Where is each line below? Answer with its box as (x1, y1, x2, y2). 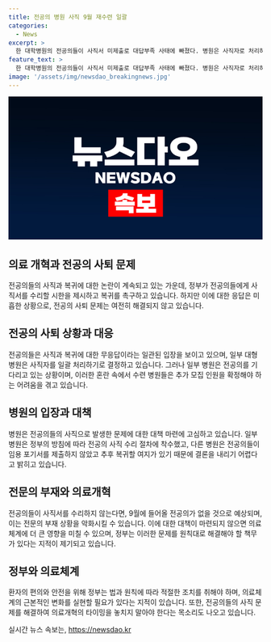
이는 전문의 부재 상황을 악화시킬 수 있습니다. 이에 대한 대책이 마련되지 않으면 (8, 518, 248, 528)
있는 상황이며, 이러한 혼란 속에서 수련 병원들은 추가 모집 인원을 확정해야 (29, 370, 254, 379)
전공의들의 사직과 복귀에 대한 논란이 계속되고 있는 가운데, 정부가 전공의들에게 (8, 281, 250, 290)
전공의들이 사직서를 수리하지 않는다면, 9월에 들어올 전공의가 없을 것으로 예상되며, (8, 508, 262, 517)
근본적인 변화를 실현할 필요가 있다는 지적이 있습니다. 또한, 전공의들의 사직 (23, 598, 254, 607)
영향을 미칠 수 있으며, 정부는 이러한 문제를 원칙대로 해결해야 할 (47, 528, 243, 538)
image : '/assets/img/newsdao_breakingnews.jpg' (8, 73, 172, 81)
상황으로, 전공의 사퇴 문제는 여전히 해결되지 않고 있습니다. (23, 301, 204, 310)
